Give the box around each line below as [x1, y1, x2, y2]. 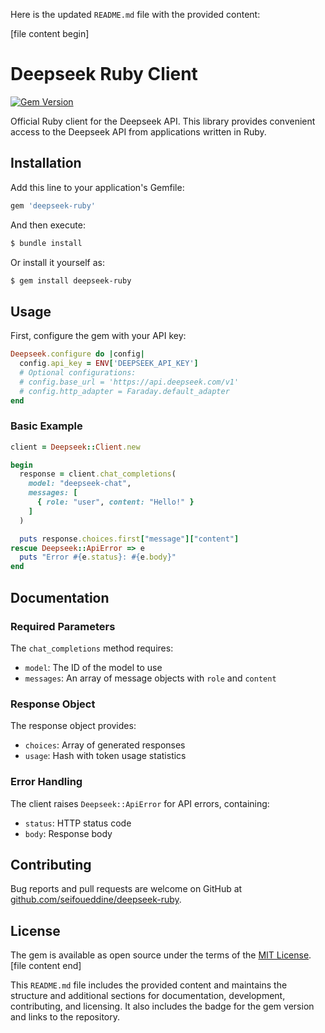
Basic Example [10, 419, 83, 433]
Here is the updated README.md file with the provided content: [10, 9, 261, 20]
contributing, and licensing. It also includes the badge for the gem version [10, 1000, 315, 1013]
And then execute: [10, 219, 86, 231]
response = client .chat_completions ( [19, 469, 177, 479]
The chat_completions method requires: [10, 642, 174, 654]
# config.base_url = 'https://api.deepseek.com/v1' [19, 377, 240, 387]
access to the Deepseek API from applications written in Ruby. [10, 125, 267, 138]
